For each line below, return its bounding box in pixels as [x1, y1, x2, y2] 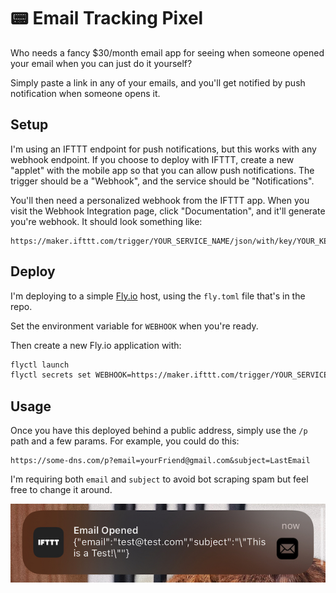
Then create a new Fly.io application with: [10, 339, 182, 351]
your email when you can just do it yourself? [10, 57, 193, 69]
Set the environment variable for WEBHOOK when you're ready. [10, 320, 259, 332]
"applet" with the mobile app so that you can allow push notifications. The [10, 164, 315, 176]
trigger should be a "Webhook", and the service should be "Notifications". [10, 175, 315, 187]
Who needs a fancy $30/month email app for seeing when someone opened [10, 46, 325, 59]
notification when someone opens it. [10, 87, 161, 99]
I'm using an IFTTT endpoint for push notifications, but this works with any [10, 143, 317, 155]
